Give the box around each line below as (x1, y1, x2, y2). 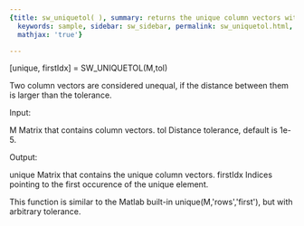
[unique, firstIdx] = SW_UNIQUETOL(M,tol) (9, 62, 168, 73)
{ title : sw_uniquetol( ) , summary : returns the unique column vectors (9, 13, 281, 23)
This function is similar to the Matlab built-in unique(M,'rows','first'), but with (9, 196, 293, 208)
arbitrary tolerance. (9, 206, 81, 217)
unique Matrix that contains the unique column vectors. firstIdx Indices (9, 169, 273, 181)
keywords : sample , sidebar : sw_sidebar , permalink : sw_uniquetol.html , (17, 22, 294, 31)
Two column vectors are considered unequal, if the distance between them (9, 80, 290, 91)
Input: (9, 108, 32, 118)
